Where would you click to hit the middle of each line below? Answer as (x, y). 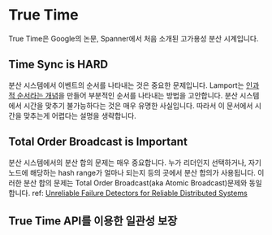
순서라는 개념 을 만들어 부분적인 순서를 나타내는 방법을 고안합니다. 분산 (127, 95)
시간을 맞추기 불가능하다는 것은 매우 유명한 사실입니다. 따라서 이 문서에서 (138, 105)
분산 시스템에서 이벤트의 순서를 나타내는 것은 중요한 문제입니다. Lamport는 (127, 85)
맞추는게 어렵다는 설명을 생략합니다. (80, 115)
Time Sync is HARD (58, 65)
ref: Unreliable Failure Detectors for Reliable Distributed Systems (140, 193)
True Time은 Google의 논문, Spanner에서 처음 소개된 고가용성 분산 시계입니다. (134, 38)
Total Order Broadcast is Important (98, 142)
